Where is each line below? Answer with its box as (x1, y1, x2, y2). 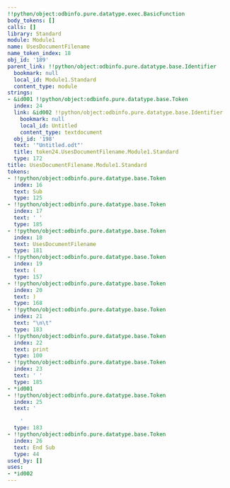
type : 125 (13, 194, 42, 202)
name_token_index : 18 (7, 50, 71, 57)
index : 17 (13, 208, 42, 215)
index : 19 (13, 260, 42, 267)
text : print (13, 346, 50, 353)
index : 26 (13, 437, 42, 444)
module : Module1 (7, 37, 55, 44)
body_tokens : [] (7, 17, 55, 24)
